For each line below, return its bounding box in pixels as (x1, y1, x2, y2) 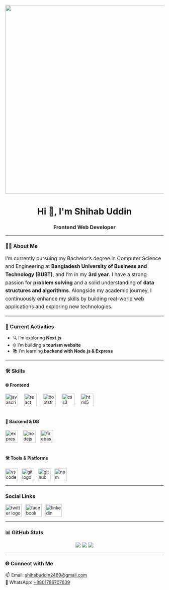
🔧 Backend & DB (5, 418, 39, 424)
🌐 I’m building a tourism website (12, 342, 81, 348)
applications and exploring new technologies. (5, 303, 113, 310)
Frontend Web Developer (53, 224, 116, 231)
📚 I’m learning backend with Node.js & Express (12, 348, 113, 354)
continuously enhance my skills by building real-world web (5, 295, 144, 302)
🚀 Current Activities (5, 323, 54, 330)
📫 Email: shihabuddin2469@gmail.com (5, 572, 87, 578)
